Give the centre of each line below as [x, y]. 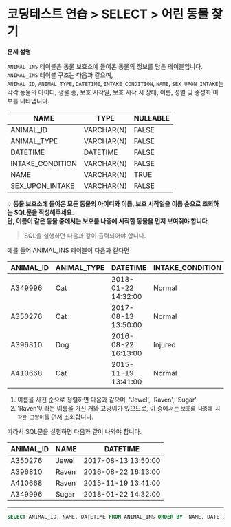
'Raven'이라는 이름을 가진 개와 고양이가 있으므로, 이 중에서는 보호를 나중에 [115, 408]
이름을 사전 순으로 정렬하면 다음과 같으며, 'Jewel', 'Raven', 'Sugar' [107, 400]
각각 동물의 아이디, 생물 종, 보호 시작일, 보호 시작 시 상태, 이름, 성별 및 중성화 [109, 92]
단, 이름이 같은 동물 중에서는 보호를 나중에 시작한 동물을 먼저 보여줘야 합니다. [108, 220]
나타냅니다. [35, 101]
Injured [165, 344]
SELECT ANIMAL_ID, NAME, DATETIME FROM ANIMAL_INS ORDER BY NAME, [106, 517]
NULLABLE [152, 118]
